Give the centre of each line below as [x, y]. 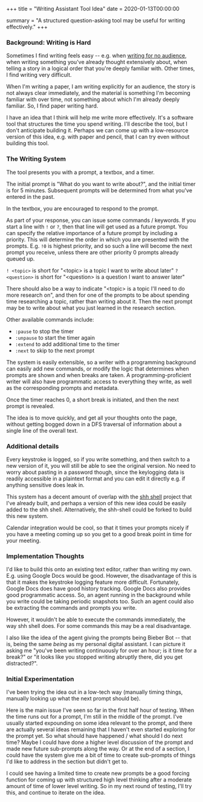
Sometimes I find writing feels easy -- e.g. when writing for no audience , [97, 56]
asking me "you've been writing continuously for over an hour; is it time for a [101, 651]
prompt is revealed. [30, 406]
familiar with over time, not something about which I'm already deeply [93, 100]
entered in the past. [31, 196]
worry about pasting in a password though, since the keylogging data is [95, 472]
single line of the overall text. [42, 430]
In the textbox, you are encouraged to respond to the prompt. [82, 209]
